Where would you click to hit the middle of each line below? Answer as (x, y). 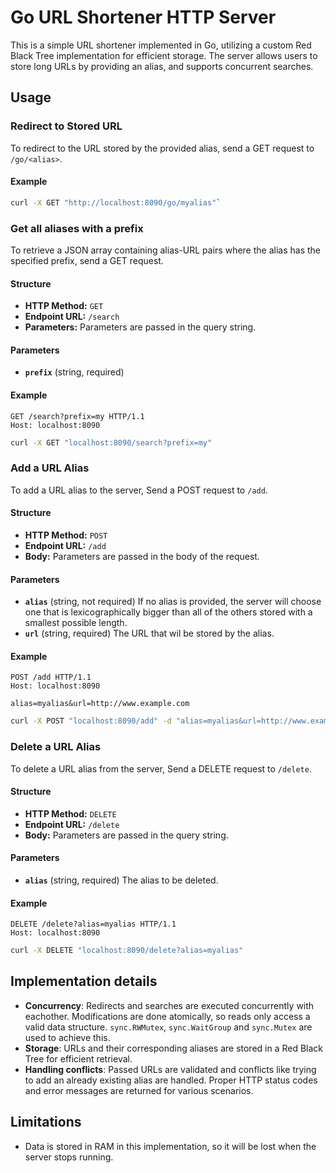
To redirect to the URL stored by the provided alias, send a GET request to (162, 148)
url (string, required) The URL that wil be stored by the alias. (149, 633)
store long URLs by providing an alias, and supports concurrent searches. (162, 66)
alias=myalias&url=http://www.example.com (100, 704)
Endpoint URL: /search (72, 317)
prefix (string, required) (74, 372)
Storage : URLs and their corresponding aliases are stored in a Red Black (174, 1048)
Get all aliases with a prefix (77, 228)
